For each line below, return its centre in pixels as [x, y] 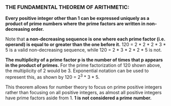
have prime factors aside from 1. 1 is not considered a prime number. [79, 98]
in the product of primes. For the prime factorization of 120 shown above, [83, 66]
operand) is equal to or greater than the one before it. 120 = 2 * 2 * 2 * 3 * [86, 45]
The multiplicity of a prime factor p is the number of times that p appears [84, 60]
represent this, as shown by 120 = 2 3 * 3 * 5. [52, 77]
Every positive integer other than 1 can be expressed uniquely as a [77, 18]
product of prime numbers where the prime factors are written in [76, 24]
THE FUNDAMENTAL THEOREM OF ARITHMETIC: [67, 7]
